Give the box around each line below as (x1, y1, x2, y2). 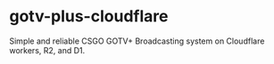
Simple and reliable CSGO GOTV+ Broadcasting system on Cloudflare (9, 36, 265, 46)
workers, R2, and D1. (9, 44, 86, 55)
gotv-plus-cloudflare (9, 6, 169, 27)
